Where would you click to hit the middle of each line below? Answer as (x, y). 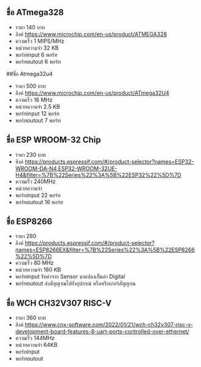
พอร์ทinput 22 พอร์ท (38, 195)
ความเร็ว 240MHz (35, 181)
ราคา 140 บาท (30, 27)
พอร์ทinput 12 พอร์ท (37, 113)
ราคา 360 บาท (31, 318)
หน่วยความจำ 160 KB (38, 270)
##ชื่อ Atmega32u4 (30, 74)
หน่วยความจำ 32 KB (37, 48)
